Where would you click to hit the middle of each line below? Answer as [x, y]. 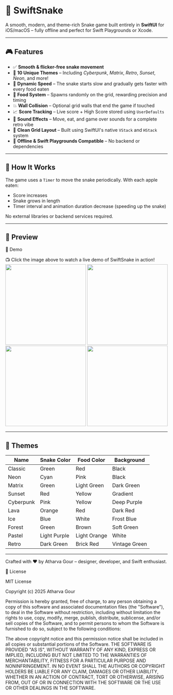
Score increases [30, 195]
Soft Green [125, 527]
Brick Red [87, 544]
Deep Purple [127, 502]
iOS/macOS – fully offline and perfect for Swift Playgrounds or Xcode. [79, 30]
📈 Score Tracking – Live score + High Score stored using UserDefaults [89, 111]
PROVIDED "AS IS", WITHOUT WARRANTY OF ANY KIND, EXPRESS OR [81, 650]
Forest [16, 527]
